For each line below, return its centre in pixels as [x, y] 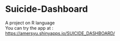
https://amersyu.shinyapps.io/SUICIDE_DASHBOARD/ [60, 33]
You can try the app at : [29, 28]
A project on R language [30, 23]
